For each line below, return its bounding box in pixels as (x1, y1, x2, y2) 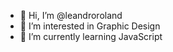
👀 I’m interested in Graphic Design (19, 20, 161, 32)
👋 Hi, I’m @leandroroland (19, 10, 123, 21)
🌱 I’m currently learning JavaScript (19, 31, 163, 42)
